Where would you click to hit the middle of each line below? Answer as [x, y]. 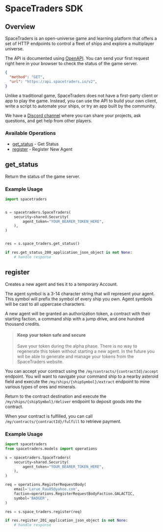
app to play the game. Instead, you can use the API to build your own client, [81, 100]
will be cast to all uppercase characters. [45, 304]
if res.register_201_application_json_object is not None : [67, 520]
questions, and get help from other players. [49, 121]
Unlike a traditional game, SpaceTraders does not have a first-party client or [81, 96]
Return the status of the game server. [43, 176]
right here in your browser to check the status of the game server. [71, 63]
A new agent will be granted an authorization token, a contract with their [78, 314]
